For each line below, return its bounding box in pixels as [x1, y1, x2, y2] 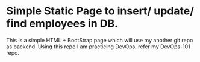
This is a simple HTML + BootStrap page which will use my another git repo [6, 36, 193, 44]
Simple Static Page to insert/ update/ [6, 4, 195, 18]
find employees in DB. [6, 17, 119, 30]
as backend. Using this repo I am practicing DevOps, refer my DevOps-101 [6, 43, 191, 50]
